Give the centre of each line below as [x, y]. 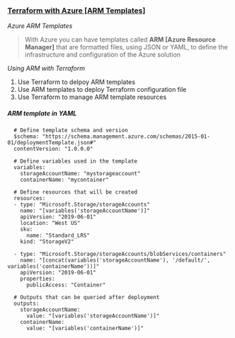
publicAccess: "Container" [66, 285]
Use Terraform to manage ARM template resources [92, 97]
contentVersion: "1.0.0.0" [53, 149]
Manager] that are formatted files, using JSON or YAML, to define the [126, 47]
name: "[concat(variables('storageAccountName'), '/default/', [115, 260]
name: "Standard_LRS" [58, 235]
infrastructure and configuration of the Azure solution [103, 54]
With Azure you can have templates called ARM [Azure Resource [120, 40]
